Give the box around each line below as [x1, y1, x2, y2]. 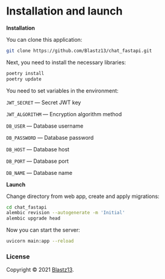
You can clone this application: [6, 36, 82, 43]
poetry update [6, 76, 42, 82]
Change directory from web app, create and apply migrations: [6, 192, 160, 200]
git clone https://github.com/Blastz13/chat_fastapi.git [6, 47, 152, 54]
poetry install [6, 70, 45, 76]
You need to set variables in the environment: [6, 87, 119, 94]
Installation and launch [6, 4, 123, 18]
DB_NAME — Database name [6, 169, 73, 176]
